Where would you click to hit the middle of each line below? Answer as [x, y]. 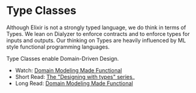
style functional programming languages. [58, 47]
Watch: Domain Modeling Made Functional [68, 70]
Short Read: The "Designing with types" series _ [75, 77]
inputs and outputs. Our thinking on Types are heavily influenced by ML [96, 40]
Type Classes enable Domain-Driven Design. [63, 58]
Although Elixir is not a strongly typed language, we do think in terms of [96, 27]
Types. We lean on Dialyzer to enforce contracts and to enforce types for [98, 33]
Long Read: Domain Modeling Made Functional [74, 83]
